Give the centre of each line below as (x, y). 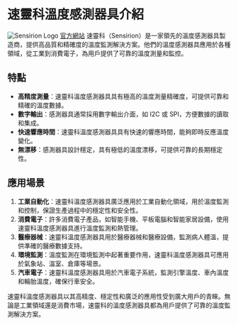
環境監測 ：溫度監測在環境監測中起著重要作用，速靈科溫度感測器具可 (117, 254)
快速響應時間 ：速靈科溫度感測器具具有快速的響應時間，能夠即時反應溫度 (123, 131)
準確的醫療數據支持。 (55, 246)
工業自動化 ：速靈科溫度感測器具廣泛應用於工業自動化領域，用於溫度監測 (123, 201)
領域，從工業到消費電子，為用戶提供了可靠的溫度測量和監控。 (97, 53)
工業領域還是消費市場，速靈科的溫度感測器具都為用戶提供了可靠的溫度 (122, 305)
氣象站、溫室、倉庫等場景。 (64, 263)
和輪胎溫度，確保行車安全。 (58, 281)
